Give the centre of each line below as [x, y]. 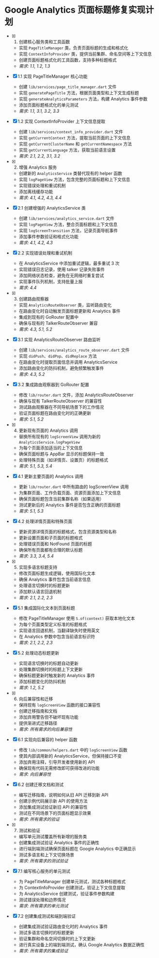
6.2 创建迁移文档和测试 [41, 784]
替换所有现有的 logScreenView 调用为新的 [60, 436]
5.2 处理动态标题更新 [39, 653]
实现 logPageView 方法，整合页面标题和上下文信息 [68, 224]
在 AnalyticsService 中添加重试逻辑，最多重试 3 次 [69, 263]
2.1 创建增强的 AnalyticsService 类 [52, 208]
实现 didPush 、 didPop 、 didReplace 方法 [58, 356]
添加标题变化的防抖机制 [42, 681]
